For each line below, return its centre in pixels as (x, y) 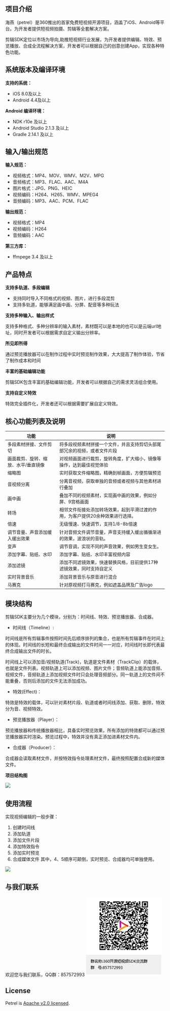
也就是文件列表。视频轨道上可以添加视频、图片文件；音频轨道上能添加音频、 (85, 668)
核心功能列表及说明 (35, 421)
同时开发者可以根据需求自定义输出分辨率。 (58, 333)
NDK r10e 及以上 (30, 121)
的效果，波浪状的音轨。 (83, 538)
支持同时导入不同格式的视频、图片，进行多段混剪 (63, 298)
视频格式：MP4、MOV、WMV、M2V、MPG (58, 176)
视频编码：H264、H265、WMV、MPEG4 (55, 195)
